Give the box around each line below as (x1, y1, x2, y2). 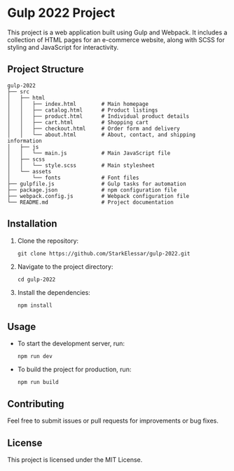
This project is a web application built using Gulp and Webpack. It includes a (7, 28, 228, 37)
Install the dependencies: (17, 288, 91, 296)
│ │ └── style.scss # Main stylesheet (7, 161, 156, 169)
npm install (17, 302, 53, 309)
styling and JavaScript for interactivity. (7, 43, 119, 51)
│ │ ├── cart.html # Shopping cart (7, 119, 149, 126)
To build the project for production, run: (17, 365, 132, 373)
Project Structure (7, 63, 84, 75)
